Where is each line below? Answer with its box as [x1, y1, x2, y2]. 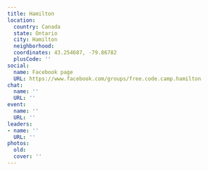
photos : [7, 140, 30, 147]
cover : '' [13, 153, 42, 161]
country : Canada [13, 23, 61, 30]
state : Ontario [13, 29, 58, 37]
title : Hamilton [7, 10, 54, 17]
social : [7, 62, 30, 69]
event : [7, 101, 27, 108]
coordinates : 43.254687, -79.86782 [13, 50, 117, 57]
